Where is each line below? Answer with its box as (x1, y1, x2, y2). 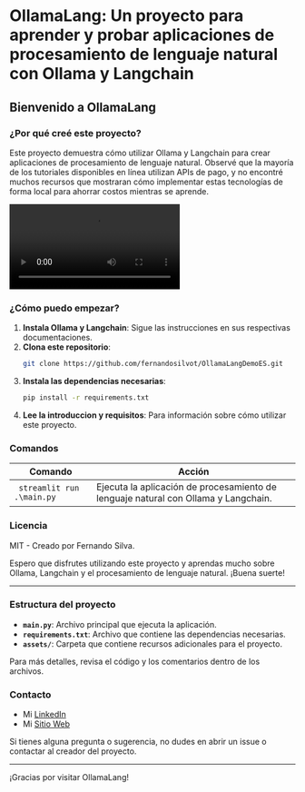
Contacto (9, 688, 52, 700)
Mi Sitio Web (22, 718, 71, 729)
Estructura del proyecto (9, 599, 116, 611)
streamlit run (18, 483, 80, 493)
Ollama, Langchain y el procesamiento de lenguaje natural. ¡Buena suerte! (9, 567, 286, 578)
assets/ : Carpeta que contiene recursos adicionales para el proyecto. (22, 638, 283, 649)
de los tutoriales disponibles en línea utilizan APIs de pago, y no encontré (9, 166, 283, 177)
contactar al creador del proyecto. (9, 746, 137, 757)
